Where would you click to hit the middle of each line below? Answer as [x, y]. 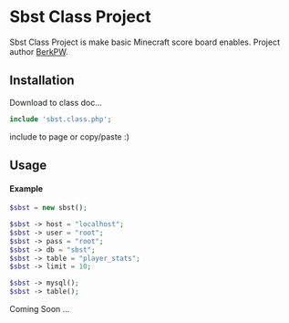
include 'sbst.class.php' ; [61, 119]
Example [26, 188]
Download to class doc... [56, 102]
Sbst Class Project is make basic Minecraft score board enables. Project [145, 42]
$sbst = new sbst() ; [49, 208]
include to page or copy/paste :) [70, 136]
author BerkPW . [39, 51]
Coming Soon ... [40, 309]
